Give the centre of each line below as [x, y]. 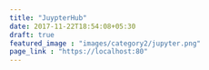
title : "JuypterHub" [49, 18]
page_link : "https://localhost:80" [79, 52]
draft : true [32, 35]
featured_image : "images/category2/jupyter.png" [105, 43]
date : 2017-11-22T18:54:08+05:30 [73, 26]
